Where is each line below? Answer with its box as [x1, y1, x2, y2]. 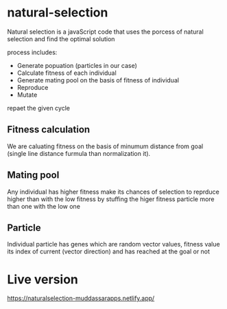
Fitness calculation [7, 124, 91, 135]
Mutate [16, 91, 38, 99]
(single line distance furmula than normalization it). [7, 149, 151, 157]
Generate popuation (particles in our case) [16, 61, 137, 69]
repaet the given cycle [7, 104, 71, 112]
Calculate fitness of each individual [16, 69, 117, 77]
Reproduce [16, 83, 49, 91]
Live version [7, 271, 79, 287]
